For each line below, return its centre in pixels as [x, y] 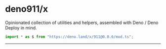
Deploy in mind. [21, 27]
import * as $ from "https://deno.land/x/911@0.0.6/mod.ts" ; [69, 37]
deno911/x [27, 9]
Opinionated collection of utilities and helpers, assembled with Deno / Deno [82, 23]
